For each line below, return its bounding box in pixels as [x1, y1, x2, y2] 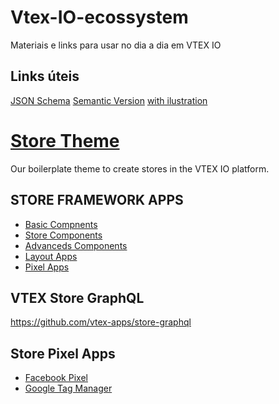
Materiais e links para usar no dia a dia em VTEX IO [10, 39, 222, 51]
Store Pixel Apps [10, 345, 116, 362]
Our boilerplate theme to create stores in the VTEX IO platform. [10, 162, 270, 175]
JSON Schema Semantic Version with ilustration [10, 94, 208, 106]
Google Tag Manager [24, 382, 113, 395]
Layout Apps [24, 250, 78, 262]
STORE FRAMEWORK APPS [10, 192, 184, 209]
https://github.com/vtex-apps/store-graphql [10, 316, 192, 328]
